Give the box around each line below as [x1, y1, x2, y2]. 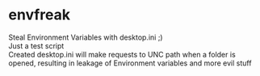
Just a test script [8, 40, 65, 50]
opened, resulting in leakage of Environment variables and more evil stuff [8, 58, 252, 68]
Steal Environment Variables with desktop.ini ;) [8, 32, 163, 42]
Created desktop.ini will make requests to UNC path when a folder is [8, 49, 236, 59]
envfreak [8, 6, 71, 24]
